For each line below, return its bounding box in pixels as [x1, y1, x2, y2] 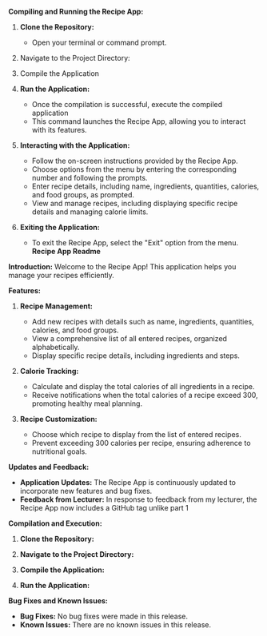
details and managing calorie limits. [31, 207, 149, 217]
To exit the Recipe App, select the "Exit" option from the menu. [31, 238, 238, 247]
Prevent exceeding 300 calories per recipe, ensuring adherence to [31, 439, 251, 447]
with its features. [31, 125, 87, 134]
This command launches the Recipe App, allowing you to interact [31, 117, 246, 126]
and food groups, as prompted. [31, 190, 134, 199]
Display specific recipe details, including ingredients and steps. [31, 351, 240, 360]
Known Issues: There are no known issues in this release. [19, 620, 212, 630]
